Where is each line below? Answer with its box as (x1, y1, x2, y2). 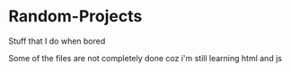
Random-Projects (8, 6, 143, 27)
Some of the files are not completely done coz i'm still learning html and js (8, 52, 282, 63)
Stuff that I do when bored (8, 36, 106, 46)
